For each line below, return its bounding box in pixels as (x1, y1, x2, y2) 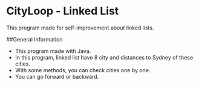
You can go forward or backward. (15, 73, 99, 80)
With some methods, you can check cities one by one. (15, 66, 151, 73)
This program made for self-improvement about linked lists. (6, 24, 154, 31)
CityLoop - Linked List (6, 4, 119, 18)
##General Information (6, 35, 63, 43)
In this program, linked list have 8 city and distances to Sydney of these (15, 54, 194, 61)
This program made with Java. (15, 47, 91, 55)
